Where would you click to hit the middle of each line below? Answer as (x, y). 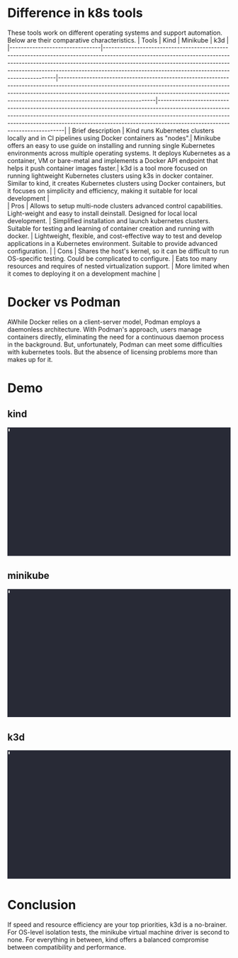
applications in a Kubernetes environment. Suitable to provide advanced (113, 243)
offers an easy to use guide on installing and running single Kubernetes (111, 145)
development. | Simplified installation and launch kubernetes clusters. (109, 220)
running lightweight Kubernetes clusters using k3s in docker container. (110, 176)
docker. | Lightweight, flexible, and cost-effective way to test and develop (115, 236)
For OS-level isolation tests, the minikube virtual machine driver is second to (119, 932)
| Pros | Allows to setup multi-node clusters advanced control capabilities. (115, 205)
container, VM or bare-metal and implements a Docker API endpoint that (113, 160)
